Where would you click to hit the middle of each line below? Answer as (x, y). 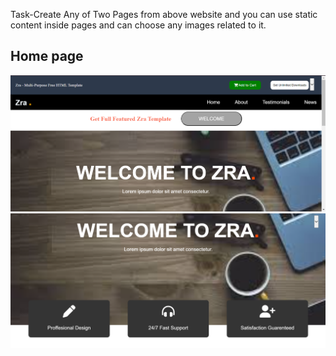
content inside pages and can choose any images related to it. (138, 25)
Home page (47, 56)
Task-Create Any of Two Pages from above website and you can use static (164, 14)
